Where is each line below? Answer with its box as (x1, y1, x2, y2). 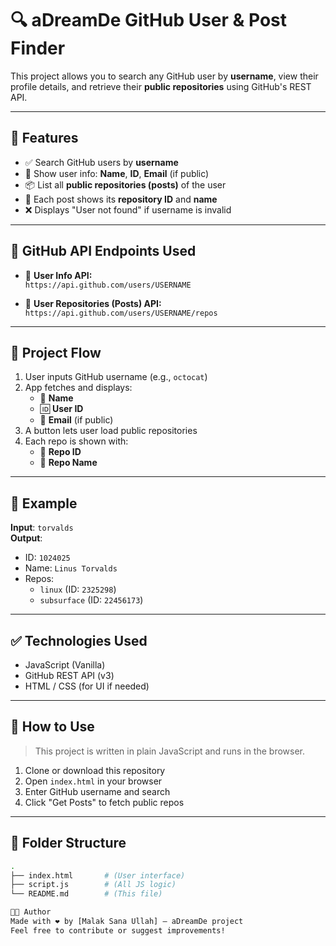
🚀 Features (10, 130, 79, 147)
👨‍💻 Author (10, 907, 52, 917)
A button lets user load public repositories (24, 425, 198, 437)
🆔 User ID (39, 403, 84, 415)
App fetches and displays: (24, 382, 133, 394)
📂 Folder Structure (10, 835, 127, 852)
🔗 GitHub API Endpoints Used (10, 243, 197, 260)
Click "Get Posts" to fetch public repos (24, 796, 185, 808)
